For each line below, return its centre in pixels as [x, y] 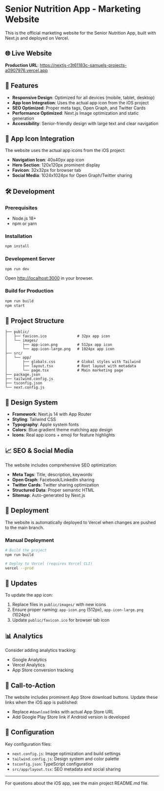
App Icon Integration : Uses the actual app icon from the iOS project [80, 102]
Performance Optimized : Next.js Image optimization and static [75, 113]
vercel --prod [20, 568]
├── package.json [23, 375]
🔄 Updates [21, 583]
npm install [17, 246]
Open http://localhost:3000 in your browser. [49, 278]
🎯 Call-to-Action [30, 685]
